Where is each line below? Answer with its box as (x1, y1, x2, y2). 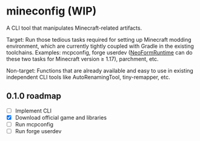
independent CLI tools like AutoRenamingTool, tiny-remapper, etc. (6, 73, 171, 80)
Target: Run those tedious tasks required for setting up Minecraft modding (6, 36, 192, 43)
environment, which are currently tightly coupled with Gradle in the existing (6, 42, 194, 50)
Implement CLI (15, 107, 52, 114)
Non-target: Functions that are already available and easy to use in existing (6, 67, 194, 74)
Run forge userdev (15, 127, 62, 134)
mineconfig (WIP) (6, 4, 97, 18)
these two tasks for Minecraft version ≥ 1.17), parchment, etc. (6, 55, 159, 62)
